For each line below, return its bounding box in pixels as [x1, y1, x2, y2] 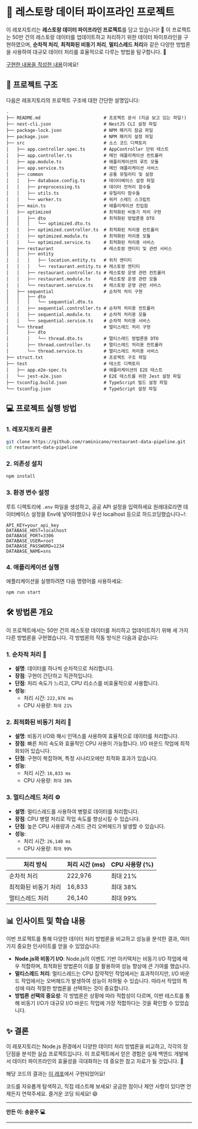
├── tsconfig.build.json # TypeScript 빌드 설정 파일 [6, 379, 168, 385]
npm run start [6, 589, 41, 595]
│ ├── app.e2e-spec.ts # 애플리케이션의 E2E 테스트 [6, 367, 163, 373]
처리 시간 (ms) [67, 860, 105, 869]
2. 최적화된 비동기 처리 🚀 [6, 718, 72, 726]
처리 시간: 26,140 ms [23, 837, 71, 844]
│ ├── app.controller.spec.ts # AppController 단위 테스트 [6, 146, 169, 152]
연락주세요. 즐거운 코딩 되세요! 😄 [21, 1090, 98, 1098]
